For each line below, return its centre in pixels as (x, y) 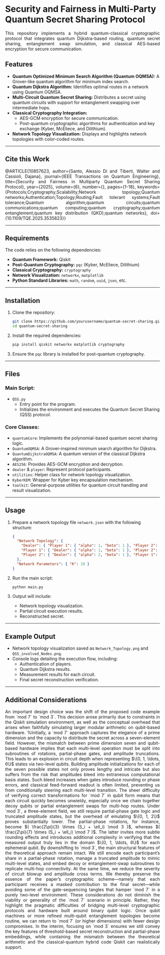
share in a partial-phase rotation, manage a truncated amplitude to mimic (82, 858)
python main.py (28, 587)
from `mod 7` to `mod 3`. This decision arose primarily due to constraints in (82, 717)
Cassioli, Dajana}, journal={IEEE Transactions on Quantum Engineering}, (82, 176)
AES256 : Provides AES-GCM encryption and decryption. (68, 464)
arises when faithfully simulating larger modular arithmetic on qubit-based (82, 727)
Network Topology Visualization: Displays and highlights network (79, 133)
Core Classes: (22, 427)
